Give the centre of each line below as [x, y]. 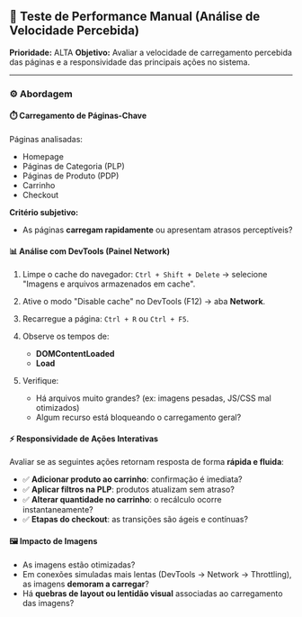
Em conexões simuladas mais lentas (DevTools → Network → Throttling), [157, 574]
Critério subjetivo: [44, 212]
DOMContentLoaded [75, 354]
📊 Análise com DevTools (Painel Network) [90, 251]
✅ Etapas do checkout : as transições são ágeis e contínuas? [135, 520]
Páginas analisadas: [46, 139]
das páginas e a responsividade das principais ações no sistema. [129, 62]
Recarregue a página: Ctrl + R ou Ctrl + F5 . [106, 319]
